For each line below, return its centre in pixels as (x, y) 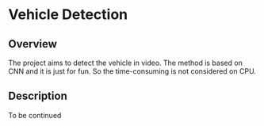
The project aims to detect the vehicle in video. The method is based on (126, 63)
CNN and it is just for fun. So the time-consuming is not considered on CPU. (132, 71)
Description (38, 96)
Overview (33, 44)
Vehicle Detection (68, 15)
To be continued (35, 115)
